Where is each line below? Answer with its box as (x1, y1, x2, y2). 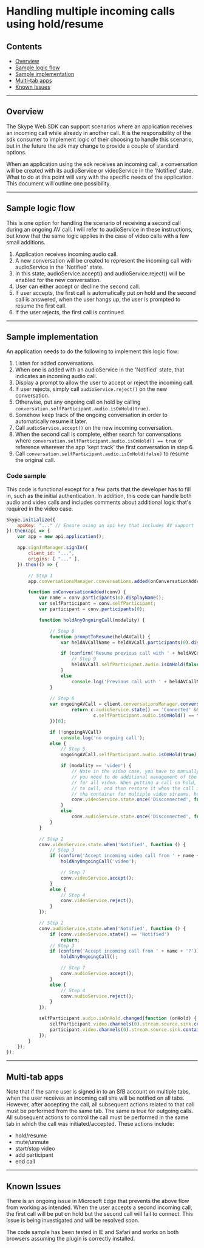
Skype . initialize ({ (6, 517, 56, 523)
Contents (6, 41, 42, 52)
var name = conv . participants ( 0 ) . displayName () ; (38, 595, 165, 601)
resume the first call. (15, 302, 67, 309)
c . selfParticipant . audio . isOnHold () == (93, 712, 194, 719)
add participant (15, 1151, 53, 1159)
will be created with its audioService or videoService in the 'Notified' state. (6, 167, 193, 174)
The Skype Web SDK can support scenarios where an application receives (6, 123, 192, 130)
